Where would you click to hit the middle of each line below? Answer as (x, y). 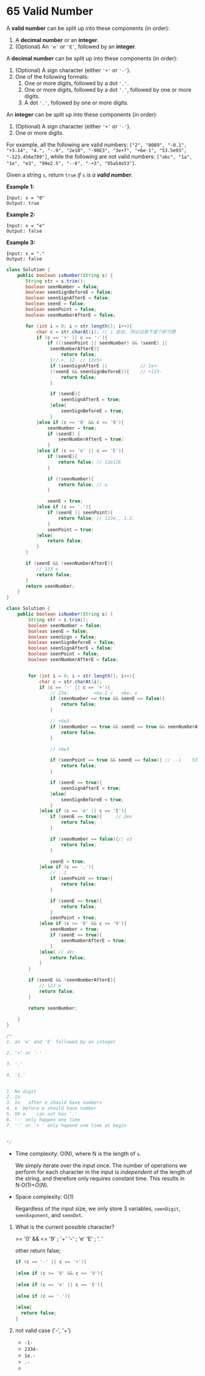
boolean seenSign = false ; (63, 637)
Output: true (23, 203)
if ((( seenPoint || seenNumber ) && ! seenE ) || (107, 343)
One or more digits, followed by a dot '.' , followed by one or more (108, 89)
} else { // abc (57, 952)
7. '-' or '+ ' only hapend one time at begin (67, 1125)
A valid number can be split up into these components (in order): (88, 28)
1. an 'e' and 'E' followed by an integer (61, 1042)
